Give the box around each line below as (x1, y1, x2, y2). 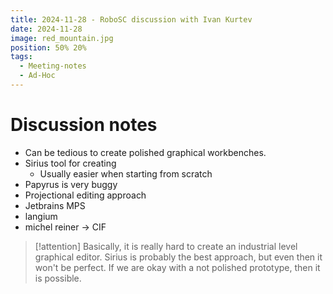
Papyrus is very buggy (24, 178, 118, 190)
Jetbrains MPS (24, 199, 86, 211)
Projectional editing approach (24, 189, 147, 201)
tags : (10, 52, 33, 62)
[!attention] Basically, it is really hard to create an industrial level (34, 240, 298, 252)
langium (24, 210, 58, 222)
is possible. (34, 272, 82, 284)
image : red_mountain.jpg (10, 33, 114, 43)
